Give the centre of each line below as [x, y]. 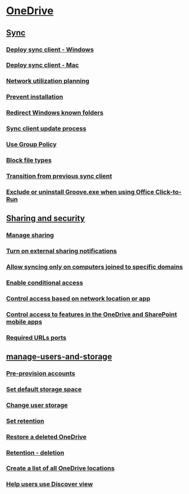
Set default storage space [44, 389]
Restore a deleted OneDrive [46, 437]
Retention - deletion [35, 453]
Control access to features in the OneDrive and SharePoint [92, 314]
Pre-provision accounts [41, 373]
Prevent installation [35, 97]
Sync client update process [46, 129]
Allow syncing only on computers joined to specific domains [94, 267]
